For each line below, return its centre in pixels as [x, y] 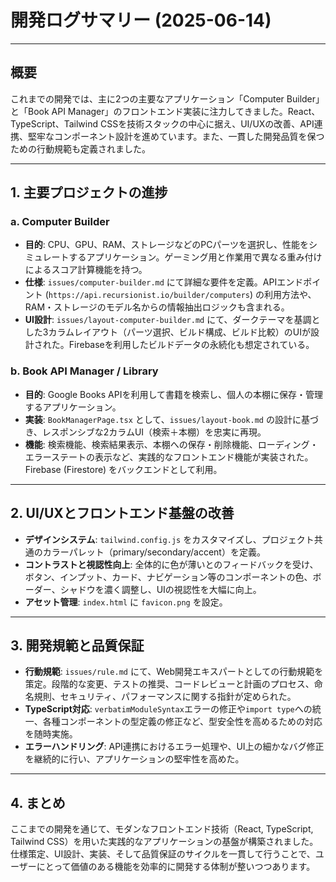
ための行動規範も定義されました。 [80, 148]
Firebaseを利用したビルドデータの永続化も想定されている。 [191, 345]
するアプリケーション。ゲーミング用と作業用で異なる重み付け [195, 257]
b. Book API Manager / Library [84, 371]
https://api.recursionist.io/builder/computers [149, 296]
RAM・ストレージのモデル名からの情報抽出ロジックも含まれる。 [157, 307]
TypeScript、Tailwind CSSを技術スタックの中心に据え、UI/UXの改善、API [162, 123]
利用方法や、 [290, 295]
